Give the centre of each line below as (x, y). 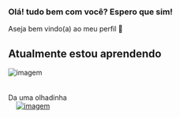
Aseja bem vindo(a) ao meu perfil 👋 (66, 29)
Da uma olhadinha (37, 98)
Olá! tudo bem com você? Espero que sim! (91, 12)
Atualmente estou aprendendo (85, 53)
